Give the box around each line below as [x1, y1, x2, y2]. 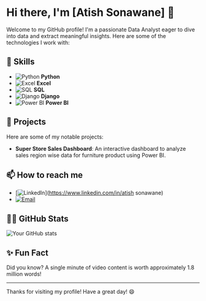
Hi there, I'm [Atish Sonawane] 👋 [6, 6, 175, 20]
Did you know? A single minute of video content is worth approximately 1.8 [6, 264, 195, 271]
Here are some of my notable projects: [6, 133, 104, 140]
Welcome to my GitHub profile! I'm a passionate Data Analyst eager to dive [6, 26, 195, 33]
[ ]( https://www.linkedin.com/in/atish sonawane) [15, 189, 164, 197]
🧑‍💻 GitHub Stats [6, 213, 69, 224]
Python [40, 73, 60, 80]
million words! [6, 270, 42, 278]
